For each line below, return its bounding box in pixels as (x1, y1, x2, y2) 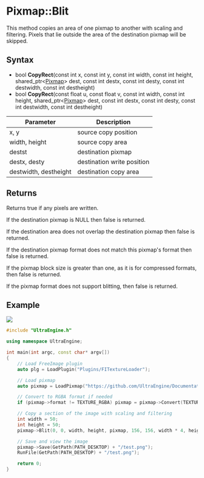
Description (96, 117, 131, 126)
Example (6, 299, 40, 310)
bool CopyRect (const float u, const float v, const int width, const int (15, 90, 185, 98)
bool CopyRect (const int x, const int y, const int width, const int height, (15, 71, 193, 78)
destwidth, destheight (9, 167, 72, 176)
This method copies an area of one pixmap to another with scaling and (6, 24, 183, 32)
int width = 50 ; (17, 416, 59, 422)
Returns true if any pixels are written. (6, 204, 99, 211)
